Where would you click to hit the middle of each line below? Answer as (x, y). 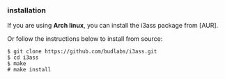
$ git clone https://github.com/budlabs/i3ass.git (82, 52)
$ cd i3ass (23, 58)
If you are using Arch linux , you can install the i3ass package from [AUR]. (113, 26)
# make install (29, 70)
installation (27, 10)
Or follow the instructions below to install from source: (85, 39)
